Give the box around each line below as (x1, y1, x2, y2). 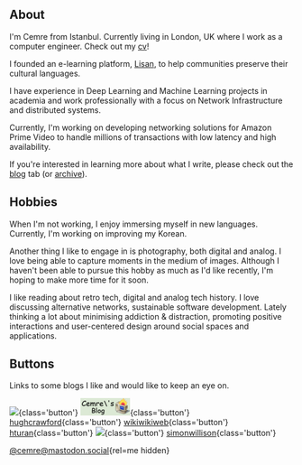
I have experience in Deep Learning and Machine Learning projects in (9, 85, 268, 96)
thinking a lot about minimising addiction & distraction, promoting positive (9, 311, 282, 321)
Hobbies (9, 194, 59, 210)
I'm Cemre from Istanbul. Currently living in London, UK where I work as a (9, 31, 283, 42)
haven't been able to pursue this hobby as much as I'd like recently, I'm (9, 265, 274, 275)
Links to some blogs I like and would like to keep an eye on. (9, 380, 230, 391)
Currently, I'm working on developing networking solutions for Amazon (9, 122, 272, 133)
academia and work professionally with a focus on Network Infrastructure (9, 95, 283, 106)
